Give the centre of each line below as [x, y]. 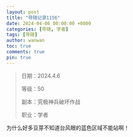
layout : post [23, 12]
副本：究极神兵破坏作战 [51, 102]
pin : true [19, 57]
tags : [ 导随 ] [22, 35]
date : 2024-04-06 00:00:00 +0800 [49, 23]
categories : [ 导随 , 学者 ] [38, 29]
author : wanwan [26, 40]
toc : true [19, 46]
